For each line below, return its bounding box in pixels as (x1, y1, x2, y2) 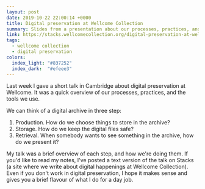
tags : (6, 37, 20, 43)
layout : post (6, 9, 40, 15)
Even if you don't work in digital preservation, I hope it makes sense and (6, 169, 188, 177)
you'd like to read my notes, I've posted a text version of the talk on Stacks (6, 157, 194, 164)
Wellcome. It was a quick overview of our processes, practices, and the (6, 89, 186, 96)
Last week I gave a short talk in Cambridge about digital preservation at (6, 82, 186, 90)
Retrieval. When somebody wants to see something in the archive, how (15, 132, 194, 139)
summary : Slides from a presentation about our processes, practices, (6, 26, 190, 32)
